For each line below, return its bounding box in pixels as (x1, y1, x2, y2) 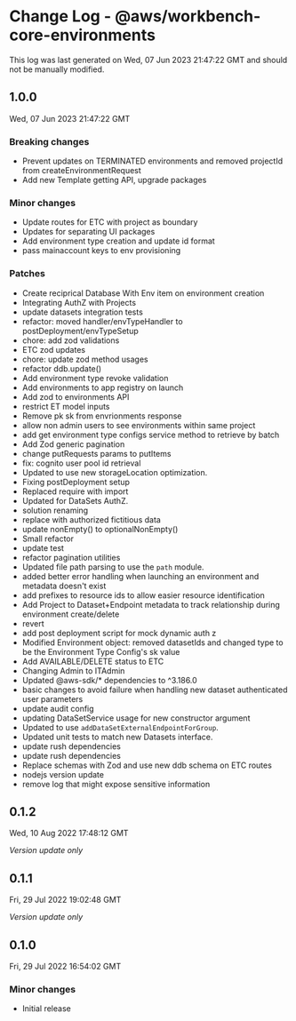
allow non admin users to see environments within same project (21, 419, 256, 430)
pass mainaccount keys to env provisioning (21, 245, 181, 256)
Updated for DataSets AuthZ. (21, 495, 129, 506)
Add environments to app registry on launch (21, 382, 184, 393)
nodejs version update (21, 769, 105, 779)
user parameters (21, 693, 84, 704)
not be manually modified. (9, 64, 105, 75)
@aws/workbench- (114, 6, 261, 27)
